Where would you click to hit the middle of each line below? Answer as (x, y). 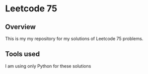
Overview (21, 27)
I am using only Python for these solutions (48, 66)
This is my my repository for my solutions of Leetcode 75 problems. (74, 38)
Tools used (23, 54)
